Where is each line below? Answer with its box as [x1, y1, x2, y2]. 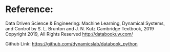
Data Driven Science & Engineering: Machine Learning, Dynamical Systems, [5, 20, 165, 26]
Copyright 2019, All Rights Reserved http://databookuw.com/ [5, 31, 133, 37]
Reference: [5, 4, 54, 15]
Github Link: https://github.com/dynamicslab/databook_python [5, 40, 138, 46]
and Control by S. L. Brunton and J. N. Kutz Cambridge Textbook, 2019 [5, 25, 154, 31]
